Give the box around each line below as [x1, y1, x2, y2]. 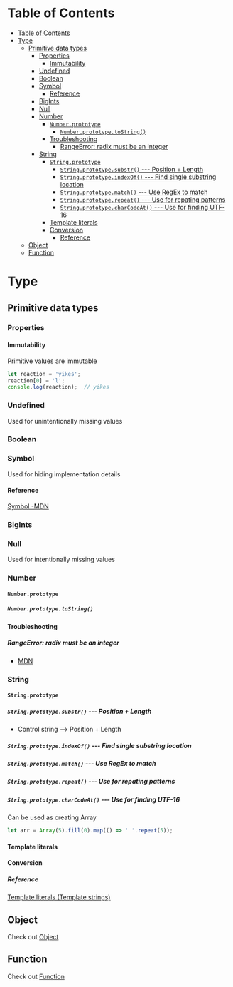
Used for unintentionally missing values [7, 416, 123, 425]
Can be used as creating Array [7, 813, 97, 822]
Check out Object [7, 933, 59, 941]
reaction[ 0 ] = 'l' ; [7, 377, 65, 384]
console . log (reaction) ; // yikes [7, 384, 110, 391]
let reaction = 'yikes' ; [7, 370, 81, 377]
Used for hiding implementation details [7, 469, 121, 479]
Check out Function [7, 972, 65, 981]
